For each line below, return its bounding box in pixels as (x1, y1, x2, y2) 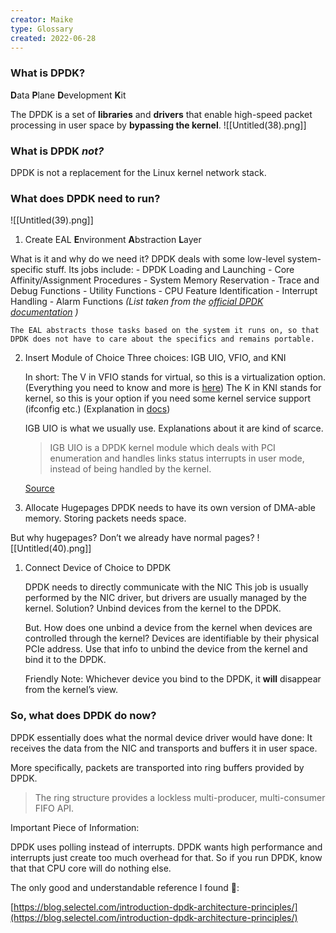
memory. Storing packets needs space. (24, 512, 187, 525)
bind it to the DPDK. (24, 654, 107, 666)
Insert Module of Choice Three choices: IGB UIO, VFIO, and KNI (24, 352, 287, 364)
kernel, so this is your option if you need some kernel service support (24, 392, 312, 405)
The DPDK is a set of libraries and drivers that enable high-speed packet (10, 108, 313, 120)
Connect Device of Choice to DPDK (24, 562, 172, 574)
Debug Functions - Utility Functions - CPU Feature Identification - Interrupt (10, 285, 318, 297)
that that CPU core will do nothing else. (10, 862, 172, 874)
